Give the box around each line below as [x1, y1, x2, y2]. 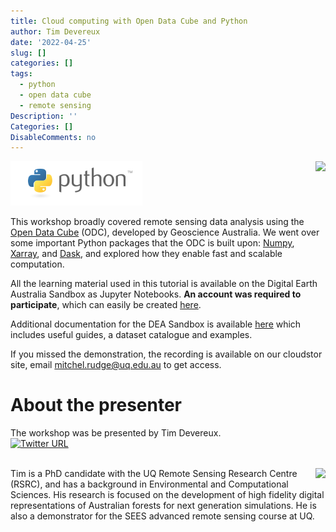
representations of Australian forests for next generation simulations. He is [10, 500, 317, 512]
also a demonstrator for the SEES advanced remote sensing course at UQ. [10, 510, 315, 522]
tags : [10, 69, 33, 79]
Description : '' [10, 111, 78, 121]
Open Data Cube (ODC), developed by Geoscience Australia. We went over [10, 226, 320, 239]
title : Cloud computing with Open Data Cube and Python [10, 16, 248, 26]
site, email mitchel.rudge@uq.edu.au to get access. [10, 359, 222, 371]
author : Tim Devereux [10, 26, 101, 37]
